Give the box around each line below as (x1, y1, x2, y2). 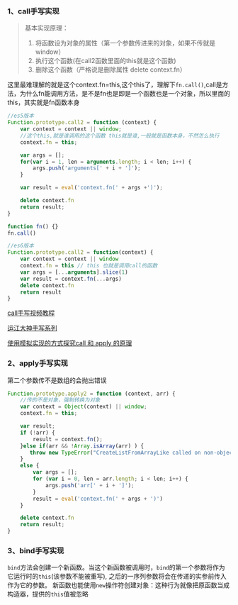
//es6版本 (7, 243, 34, 250)
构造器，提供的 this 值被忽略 (7, 590, 89, 599)
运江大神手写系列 (7, 324, 57, 333)
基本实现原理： (24, 23, 69, 33)
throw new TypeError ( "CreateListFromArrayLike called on (29, 449, 201, 456)
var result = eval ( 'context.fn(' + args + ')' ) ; (20, 184, 163, 192)
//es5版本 (7, 112, 34, 120)
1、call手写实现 (7, 6, 59, 16)
